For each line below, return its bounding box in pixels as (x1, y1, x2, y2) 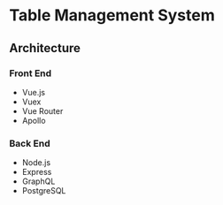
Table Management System (9, 5, 215, 26)
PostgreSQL (21, 186, 66, 196)
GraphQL (21, 176, 56, 186)
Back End (9, 137, 50, 149)
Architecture (9, 41, 81, 56)
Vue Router (21, 105, 64, 116)
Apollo (21, 115, 46, 125)
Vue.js (21, 87, 46, 97)
